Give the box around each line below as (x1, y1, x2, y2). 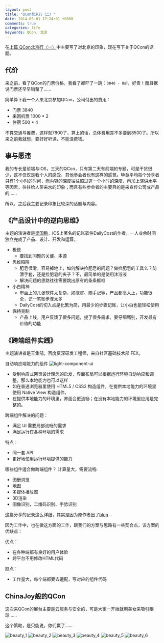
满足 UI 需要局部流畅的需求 (12, 423, 67, 429)
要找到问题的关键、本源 (19, 253, 67, 259)
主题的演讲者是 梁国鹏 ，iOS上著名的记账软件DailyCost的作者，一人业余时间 (5, 230, 156, 236)
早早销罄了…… (22, 86, 51, 92)
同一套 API (12, 450, 34, 456)
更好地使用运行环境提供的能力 (12, 456, 72, 462)
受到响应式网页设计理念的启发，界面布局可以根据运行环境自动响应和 (12, 371, 150, 377)
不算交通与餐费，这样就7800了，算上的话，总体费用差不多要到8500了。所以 (5, 130, 159, 136)
